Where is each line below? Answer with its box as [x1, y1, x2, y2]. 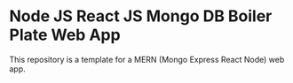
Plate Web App [9, 25, 122, 45]
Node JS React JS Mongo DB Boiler [9, 6, 273, 26]
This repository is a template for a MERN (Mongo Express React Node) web [9, 54, 285, 64]
